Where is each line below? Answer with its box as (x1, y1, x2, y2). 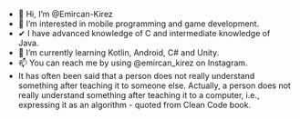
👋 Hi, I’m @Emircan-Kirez (17, 9, 114, 19)
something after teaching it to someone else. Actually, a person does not (17, 80, 292, 91)
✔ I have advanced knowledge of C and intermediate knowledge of (17, 28, 271, 38)
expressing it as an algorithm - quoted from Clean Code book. (17, 100, 252, 110)
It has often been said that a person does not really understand (17, 71, 255, 81)
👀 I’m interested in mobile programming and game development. (17, 18, 260, 29)
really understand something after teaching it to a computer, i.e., (17, 90, 260, 100)
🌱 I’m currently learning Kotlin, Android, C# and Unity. (17, 47, 220, 58)
